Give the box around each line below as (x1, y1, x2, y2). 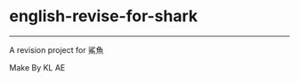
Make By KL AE (9, 62, 66, 72)
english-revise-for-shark (9, 6, 198, 26)
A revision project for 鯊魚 (9, 44, 104, 55)
